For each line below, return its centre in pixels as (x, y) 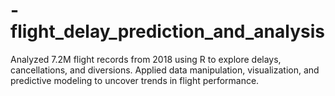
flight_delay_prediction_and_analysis (167, 31)
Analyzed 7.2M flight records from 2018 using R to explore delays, (146, 59)
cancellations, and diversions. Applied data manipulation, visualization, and (165, 70)
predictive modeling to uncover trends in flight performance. (135, 80)
